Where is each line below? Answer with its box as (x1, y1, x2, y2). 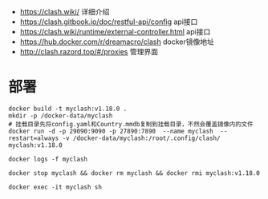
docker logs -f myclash (8, 155, 88, 163)
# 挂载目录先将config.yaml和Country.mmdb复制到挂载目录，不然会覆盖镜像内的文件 (8, 120, 254, 128)
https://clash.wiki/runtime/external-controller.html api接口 (19, 27, 211, 36)
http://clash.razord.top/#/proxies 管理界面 (19, 47, 159, 56)
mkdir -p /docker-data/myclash (8, 111, 113, 120)
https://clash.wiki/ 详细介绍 (19, 7, 110, 16)
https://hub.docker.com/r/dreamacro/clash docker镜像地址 (19, 37, 214, 46)
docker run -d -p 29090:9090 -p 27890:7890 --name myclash (8, 127, 214, 135)
